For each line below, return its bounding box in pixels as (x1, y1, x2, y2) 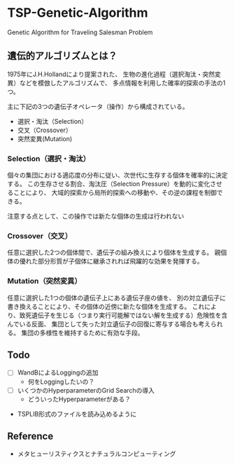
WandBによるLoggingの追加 (17, 368, 99, 377)
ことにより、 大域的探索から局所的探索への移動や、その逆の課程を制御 (13, 189, 217, 197)
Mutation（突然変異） (7, 276, 82, 286)
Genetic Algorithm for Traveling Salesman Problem (7, 28, 153, 36)
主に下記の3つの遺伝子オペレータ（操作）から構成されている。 (7, 102, 189, 110)
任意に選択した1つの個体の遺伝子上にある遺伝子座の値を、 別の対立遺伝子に (7, 293, 226, 302)
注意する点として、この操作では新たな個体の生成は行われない (7, 212, 185, 221)
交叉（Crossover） (17, 126, 72, 134)
